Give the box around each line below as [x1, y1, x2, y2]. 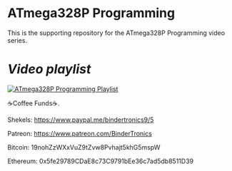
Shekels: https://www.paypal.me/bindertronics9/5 [7, 115, 154, 124]
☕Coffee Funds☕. [7, 98, 60, 108]
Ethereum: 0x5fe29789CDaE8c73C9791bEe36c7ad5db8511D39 [7, 157, 194, 165]
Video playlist [7, 61, 91, 78]
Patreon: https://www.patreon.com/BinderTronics [7, 129, 152, 138]
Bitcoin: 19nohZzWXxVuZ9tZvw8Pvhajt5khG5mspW [7, 142, 161, 151]
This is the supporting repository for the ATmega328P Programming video [7, 28, 226, 37]
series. [7, 36, 27, 44]
